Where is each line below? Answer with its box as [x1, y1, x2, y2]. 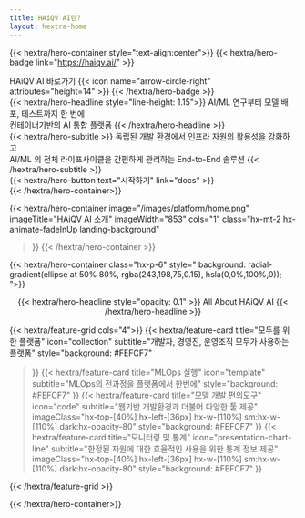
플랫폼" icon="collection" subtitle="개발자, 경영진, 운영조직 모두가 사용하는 [18, 336, 290, 347]
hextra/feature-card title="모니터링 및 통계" [31, 431, 191, 442]
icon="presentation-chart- [192, 431, 292, 442]
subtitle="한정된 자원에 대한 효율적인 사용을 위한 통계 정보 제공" [51, 443, 279, 454]
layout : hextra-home [9, 22, 88, 31]
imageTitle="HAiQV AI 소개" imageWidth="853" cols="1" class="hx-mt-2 [9, 213, 281, 224]
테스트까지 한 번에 [21, 108, 85, 119]
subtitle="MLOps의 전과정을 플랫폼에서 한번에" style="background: [31, 378, 279, 388]
